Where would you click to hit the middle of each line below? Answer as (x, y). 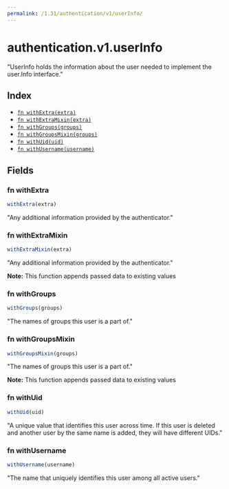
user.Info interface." (35, 74)
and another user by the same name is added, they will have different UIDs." (115, 433)
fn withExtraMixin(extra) (54, 120)
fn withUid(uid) (40, 142)
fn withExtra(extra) (46, 113)
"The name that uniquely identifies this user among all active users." (104, 478)
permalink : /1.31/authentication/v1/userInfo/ (75, 13)
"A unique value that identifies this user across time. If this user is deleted (111, 425)
